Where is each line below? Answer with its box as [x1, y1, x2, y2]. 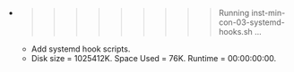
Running [218, 8, 250, 18]
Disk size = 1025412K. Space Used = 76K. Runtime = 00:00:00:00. [30, 53, 277, 63]
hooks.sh [218, 27, 253, 36]
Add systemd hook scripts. [30, 44, 131, 54]
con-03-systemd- [218, 17, 285, 28]
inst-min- [250, 8, 286, 18]
